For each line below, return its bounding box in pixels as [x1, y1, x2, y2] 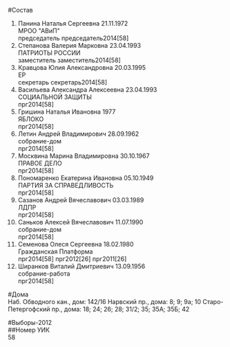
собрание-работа [17, 269, 70, 278]
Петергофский [8, 305, 50, 313]
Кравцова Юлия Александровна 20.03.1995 [17, 64, 146, 71]
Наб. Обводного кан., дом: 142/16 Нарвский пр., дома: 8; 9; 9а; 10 [8, 298, 202, 305]
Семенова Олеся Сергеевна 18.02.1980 [17, 240, 134, 248]
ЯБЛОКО [17, 115, 44, 123]
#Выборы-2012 [8, 319, 52, 326]
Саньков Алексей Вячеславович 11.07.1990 [17, 218, 144, 226]
